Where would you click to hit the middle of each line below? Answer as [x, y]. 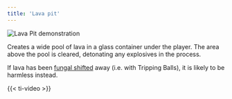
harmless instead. [33, 75]
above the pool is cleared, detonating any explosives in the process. [104, 54]
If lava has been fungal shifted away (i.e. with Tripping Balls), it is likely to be [116, 67]
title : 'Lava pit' [34, 13]
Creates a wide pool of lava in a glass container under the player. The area [113, 46]
